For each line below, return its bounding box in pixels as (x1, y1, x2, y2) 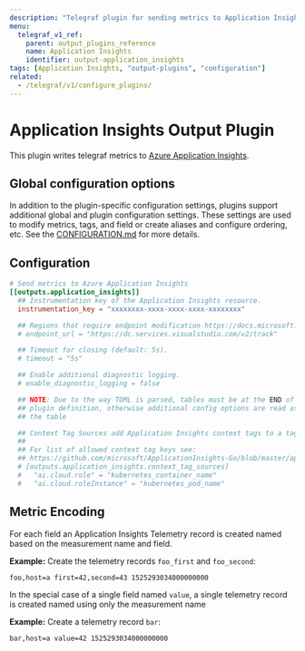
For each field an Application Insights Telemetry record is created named (9, 528, 282, 539)
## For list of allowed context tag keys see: (17, 445, 197, 454)
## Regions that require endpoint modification (17, 321, 202, 330)
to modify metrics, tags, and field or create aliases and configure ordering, (9, 219, 288, 230)
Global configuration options (9, 176, 175, 191)
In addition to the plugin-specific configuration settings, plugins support (9, 200, 279, 211)
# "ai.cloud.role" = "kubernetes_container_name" (17, 471, 218, 480)
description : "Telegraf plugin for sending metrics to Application (9, 13, 271, 23)
